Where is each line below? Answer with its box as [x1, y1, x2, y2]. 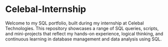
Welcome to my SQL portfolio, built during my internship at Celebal [5, 20, 144, 26]
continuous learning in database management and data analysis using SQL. [5, 36, 162, 42]
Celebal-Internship [5, 3, 86, 15]
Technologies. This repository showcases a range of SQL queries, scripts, [5, 25, 159, 31]
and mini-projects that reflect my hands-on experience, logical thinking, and [5, 30, 163, 36]
